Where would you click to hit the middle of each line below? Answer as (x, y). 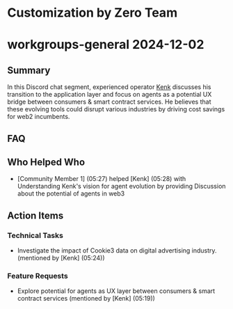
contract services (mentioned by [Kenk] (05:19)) (86, 299)
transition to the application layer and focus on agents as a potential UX (110, 95)
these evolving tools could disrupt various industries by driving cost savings (116, 109)
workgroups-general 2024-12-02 (106, 45)
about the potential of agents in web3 (71, 193)
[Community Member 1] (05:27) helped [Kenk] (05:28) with (102, 179)
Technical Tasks (35, 235)
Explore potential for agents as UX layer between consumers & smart (116, 291)
